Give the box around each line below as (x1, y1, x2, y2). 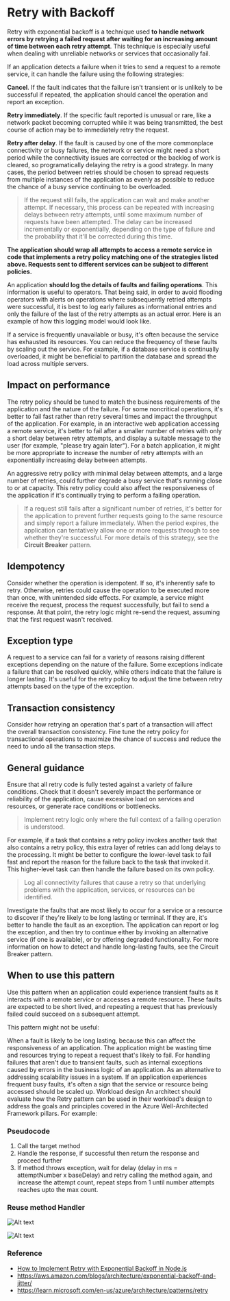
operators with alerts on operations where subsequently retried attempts (7, 295, 212, 303)
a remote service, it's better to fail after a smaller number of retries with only (7, 426, 222, 435)
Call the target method (16, 1142, 81, 1150)
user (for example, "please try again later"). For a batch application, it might (7, 441, 220, 450)
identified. (23, 893, 53, 901)
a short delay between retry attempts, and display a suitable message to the (7, 434, 221, 442)
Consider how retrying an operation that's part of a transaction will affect (7, 720, 213, 729)
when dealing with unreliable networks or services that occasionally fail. (7, 49, 211, 58)
